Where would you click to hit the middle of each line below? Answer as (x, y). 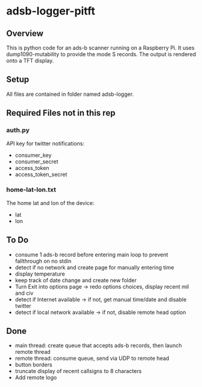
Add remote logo (36, 377)
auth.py (18, 130)
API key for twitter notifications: (46, 143)
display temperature (40, 274)
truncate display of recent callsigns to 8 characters (78, 371)
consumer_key (33, 155)
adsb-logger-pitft (51, 11)
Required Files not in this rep (61, 113)
